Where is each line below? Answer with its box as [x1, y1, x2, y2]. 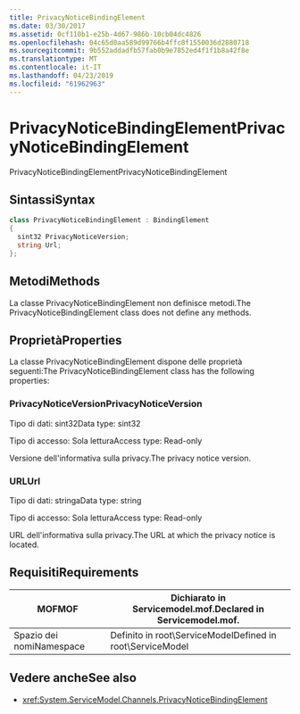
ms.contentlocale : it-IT [9, 63, 102, 72]
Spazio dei [13, 628, 58, 641]
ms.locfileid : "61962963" [9, 79, 105, 88]
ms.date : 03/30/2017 [9, 21, 87, 30]
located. [9, 539, 39, 550]
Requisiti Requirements [9, 565, 139, 580]
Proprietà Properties [9, 332, 122, 348]
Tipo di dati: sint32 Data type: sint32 [9, 418, 141, 428]
